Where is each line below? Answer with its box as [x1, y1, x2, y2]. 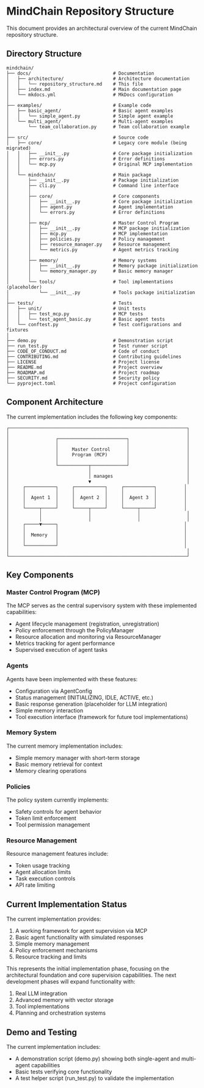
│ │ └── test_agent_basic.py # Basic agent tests [6, 316, 166, 322]
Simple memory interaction [15, 707, 84, 714]
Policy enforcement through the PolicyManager [15, 627, 134, 634]
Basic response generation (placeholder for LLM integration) [15, 700, 168, 707]
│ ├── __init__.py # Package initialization [6, 177, 179, 183]
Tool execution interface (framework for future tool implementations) [15, 713, 188, 720]
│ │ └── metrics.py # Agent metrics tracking [6, 246, 179, 253]
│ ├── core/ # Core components [6, 193, 160, 199]
